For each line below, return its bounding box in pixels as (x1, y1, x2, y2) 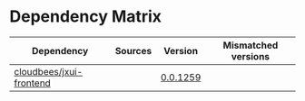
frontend (14, 77, 52, 89)
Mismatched (222, 39, 279, 51)
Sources (114, 44, 152, 57)
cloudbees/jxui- (14, 65, 84, 78)
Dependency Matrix (9, 6, 162, 27)
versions (231, 50, 271, 62)
